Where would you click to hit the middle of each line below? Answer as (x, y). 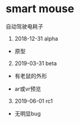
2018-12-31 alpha (36, 38)
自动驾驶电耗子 (24, 26)
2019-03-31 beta (36, 63)
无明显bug (27, 113)
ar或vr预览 (28, 89)
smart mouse (40, 9)
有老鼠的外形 (31, 76)
